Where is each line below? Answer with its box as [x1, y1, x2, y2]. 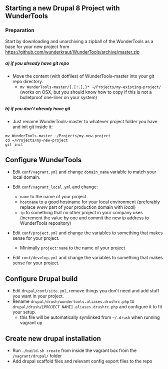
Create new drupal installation [5, 334, 101, 342]
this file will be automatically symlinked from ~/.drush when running [19, 314, 160, 320]
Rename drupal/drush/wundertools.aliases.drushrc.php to [12, 298, 135, 304]
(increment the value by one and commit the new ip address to [19, 215, 149, 221]
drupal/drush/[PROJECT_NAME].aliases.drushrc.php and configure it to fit [12, 304, 162, 310]
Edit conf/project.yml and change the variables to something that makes [12, 230, 163, 236]
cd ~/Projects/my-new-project [5, 138, 68, 143]
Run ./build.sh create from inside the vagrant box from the [12, 347, 137, 353]
